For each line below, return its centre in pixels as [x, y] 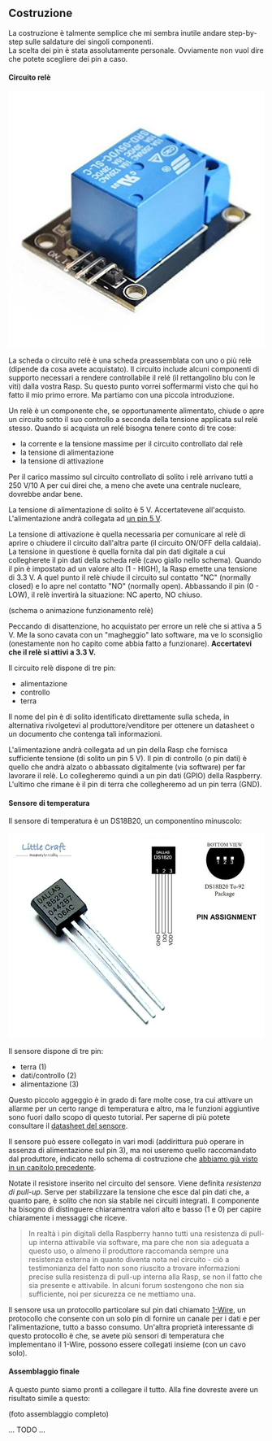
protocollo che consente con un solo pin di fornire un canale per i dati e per [134, 1318]
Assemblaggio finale [44, 1371]
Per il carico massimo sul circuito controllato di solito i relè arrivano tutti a [131, 477]
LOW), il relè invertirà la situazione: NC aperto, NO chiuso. [106, 595]
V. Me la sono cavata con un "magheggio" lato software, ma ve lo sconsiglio [136, 635]
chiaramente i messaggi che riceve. [68, 1217]
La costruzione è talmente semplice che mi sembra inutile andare [117, 33]
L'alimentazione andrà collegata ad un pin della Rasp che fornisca [118, 750]
